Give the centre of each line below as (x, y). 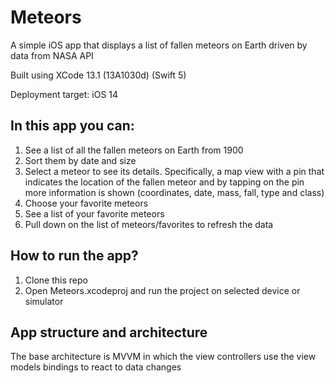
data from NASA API (52, 55)
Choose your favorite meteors (86, 203)
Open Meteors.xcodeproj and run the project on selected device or (162, 290)
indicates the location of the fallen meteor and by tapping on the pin (164, 182)
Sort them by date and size (80, 160)
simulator (44, 301)
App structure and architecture (109, 332)
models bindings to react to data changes (96, 367)
